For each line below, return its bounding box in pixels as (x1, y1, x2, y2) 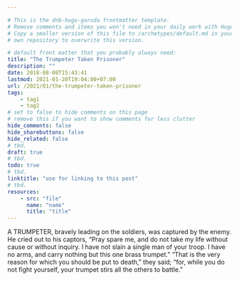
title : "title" (26, 208, 72, 216)
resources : (7, 188, 40, 196)
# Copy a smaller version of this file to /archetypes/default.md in (7, 30, 218, 37)
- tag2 (20, 102, 40, 110)
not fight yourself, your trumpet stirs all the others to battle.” (7, 265, 184, 274)
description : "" (7, 63, 55, 70)
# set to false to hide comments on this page (7, 109, 148, 116)
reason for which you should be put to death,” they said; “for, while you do (7, 258, 225, 267)
